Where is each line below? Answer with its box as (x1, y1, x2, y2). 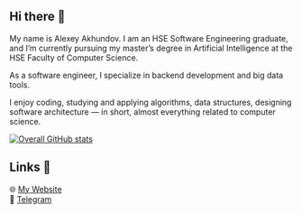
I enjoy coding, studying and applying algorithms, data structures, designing (9, 97, 292, 107)
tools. (9, 79, 31, 90)
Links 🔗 (9, 160, 51, 175)
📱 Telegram (9, 193, 52, 204)
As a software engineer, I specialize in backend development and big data (9, 70, 284, 80)
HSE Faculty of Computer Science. (9, 51, 139, 63)
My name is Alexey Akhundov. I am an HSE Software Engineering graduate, (9, 33, 288, 43)
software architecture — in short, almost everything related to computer (9, 106, 277, 117)
